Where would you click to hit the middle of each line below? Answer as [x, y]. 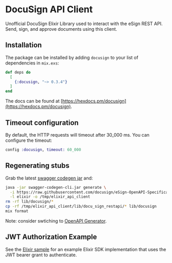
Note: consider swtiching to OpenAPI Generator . [56, 221]
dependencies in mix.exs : [32, 63]
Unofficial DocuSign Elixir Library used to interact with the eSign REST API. [84, 24]
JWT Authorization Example [51, 237]
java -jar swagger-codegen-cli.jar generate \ [56, 187]
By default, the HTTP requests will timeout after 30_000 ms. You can [78, 135]
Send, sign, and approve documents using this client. [61, 29]
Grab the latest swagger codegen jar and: [49, 178]
